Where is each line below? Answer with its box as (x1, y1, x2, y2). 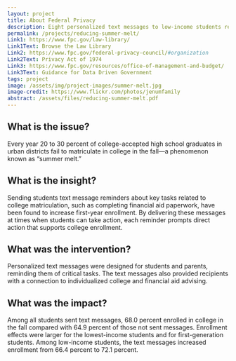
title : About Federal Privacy (7, 17, 96, 24)
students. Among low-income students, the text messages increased (7, 338, 206, 347)
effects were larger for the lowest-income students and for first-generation (7, 331, 224, 339)
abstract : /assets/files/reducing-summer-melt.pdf (7, 95, 159, 102)
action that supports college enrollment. (7, 223, 123, 231)
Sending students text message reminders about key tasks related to (7, 193, 206, 202)
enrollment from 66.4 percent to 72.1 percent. (7, 346, 138, 354)
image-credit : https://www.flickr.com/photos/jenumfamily (7, 88, 181, 95)
